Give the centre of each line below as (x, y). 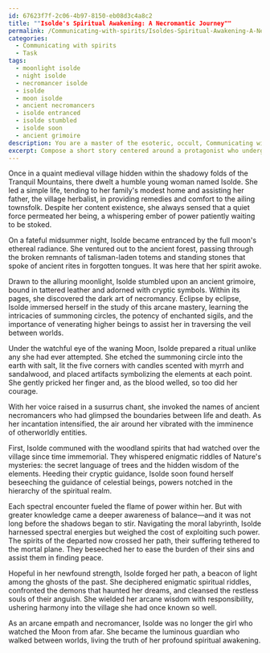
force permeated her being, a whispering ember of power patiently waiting (132, 216)
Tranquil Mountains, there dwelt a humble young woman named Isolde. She (133, 182)
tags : (17, 61)
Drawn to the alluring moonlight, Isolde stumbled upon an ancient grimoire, (132, 282)
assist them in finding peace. (56, 558)
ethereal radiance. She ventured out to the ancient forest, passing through (131, 249)
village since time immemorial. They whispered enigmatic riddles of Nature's (135, 457)
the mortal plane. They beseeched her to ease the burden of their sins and (131, 549)
